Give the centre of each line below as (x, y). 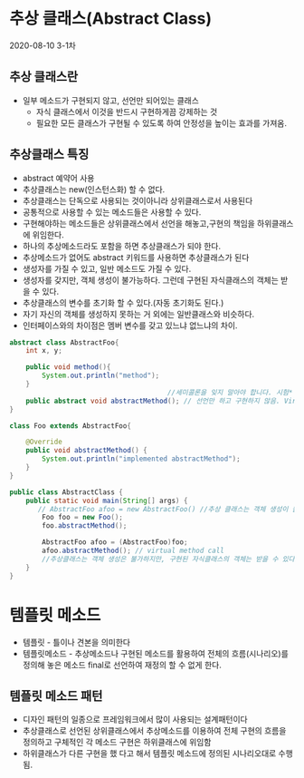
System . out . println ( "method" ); (101, 376)
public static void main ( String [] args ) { (107, 501)
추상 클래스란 (44, 77)
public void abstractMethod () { (86, 451)
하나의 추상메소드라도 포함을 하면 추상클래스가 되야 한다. (122, 246)
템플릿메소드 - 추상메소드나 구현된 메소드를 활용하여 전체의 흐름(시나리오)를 (156, 653)
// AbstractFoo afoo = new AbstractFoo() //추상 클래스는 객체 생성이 (163, 509)
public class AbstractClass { (66, 492)
